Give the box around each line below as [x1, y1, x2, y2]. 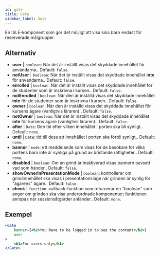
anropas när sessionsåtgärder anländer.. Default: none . [12, 196, 122, 202]
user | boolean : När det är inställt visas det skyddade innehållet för [12, 62, 145, 68]
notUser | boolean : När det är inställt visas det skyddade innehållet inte [12, 72, 155, 78]
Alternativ [5, 49, 36, 57]
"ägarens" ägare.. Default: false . [12, 181, 78, 186]
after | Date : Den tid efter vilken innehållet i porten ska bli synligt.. [12, 124, 143, 129]
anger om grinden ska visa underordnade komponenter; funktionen [12, 191, 147, 197]
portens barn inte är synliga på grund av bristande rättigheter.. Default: [12, 149, 154, 156]
